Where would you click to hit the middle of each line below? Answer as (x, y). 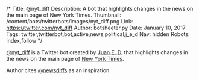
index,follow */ (24, 41)
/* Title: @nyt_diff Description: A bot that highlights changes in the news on (100, 9)
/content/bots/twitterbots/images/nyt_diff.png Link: (70, 21)
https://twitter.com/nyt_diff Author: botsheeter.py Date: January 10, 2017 (96, 28)
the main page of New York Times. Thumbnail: (64, 15)
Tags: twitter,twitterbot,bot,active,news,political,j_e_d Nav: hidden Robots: (98, 34)
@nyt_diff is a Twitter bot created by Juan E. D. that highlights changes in (97, 52)
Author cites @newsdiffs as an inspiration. (59, 70)
